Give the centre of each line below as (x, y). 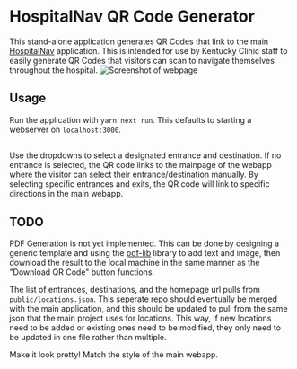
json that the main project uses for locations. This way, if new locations (140, 318)
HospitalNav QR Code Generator (132, 17)
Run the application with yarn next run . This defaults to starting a (131, 119)
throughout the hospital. (54, 70)
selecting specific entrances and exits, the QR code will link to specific (140, 184)
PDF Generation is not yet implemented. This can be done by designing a (144, 243)
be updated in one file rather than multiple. (88, 337)
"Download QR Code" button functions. (82, 272)
